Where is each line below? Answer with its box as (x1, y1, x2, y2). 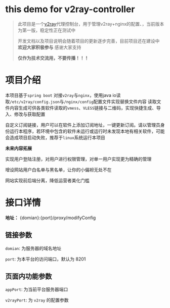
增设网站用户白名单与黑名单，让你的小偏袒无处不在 (5, 167, 112, 173)
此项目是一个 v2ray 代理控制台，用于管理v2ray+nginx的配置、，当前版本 (17, 21, 164, 27)
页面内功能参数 (5, 272, 52, 281)
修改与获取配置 (14, 111, 46, 117)
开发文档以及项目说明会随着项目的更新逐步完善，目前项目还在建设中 (17, 38, 160, 44)
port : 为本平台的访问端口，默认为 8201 (5, 256, 86, 262)
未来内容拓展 (5, 145, 32, 151)
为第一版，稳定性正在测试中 (17, 27, 76, 33)
